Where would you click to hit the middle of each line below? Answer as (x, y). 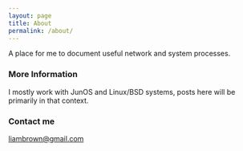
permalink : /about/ (41, 31)
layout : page (30, 16)
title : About (30, 23)
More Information (43, 75)
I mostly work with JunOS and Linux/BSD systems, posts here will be (122, 92)
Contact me (32, 121)
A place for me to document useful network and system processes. (119, 54)
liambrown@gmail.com (46, 138)
